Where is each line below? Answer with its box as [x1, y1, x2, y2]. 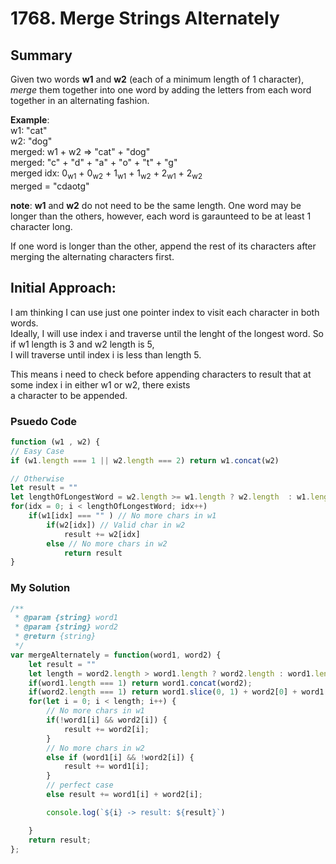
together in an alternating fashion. [10, 95, 150, 106]
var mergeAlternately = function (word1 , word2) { [10, 650, 222, 660]
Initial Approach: [10, 280, 117, 297]
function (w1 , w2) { [10, 437, 101, 447]
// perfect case [46, 780, 114, 791]
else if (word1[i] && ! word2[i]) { [46, 752, 195, 762]
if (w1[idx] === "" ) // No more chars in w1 [28, 511, 217, 521]
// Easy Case [10, 446, 65, 456]
